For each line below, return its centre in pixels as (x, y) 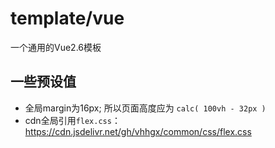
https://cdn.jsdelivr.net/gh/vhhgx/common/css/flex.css (138, 131)
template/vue (67, 18)
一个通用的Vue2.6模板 (56, 47)
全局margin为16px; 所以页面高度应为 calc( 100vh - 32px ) (145, 108)
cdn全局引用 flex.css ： (72, 120)
